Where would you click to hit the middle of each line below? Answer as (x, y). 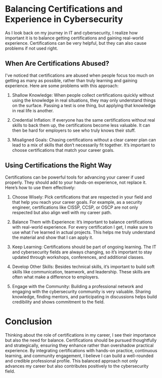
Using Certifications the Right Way (58, 166)
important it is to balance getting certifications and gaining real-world (74, 38)
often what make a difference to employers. (56, 277)
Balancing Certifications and (64, 9)
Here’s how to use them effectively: (40, 187)
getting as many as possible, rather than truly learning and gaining (71, 80)
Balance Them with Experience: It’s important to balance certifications (82, 222)
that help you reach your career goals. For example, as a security (77, 202)
